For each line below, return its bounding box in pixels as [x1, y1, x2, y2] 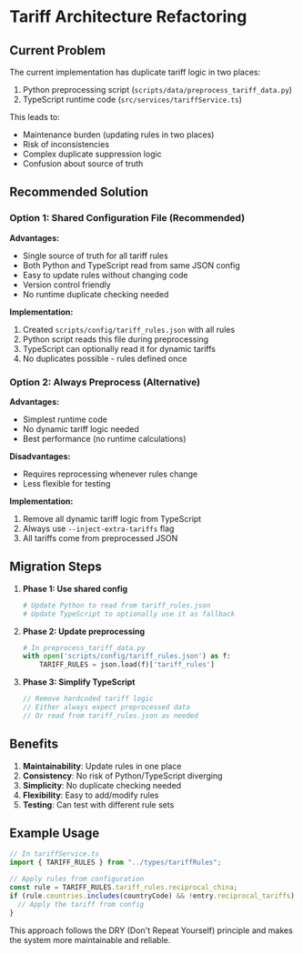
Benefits [9, 737, 59, 752]
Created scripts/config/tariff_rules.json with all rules [22, 324, 236, 335]
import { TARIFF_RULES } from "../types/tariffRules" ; [9, 858, 222, 868]
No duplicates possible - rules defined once [22, 353, 187, 364]
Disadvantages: [9, 450, 71, 461]
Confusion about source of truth [22, 158, 144, 169]
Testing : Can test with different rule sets [22, 798, 175, 810]
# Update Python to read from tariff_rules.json [22, 600, 211, 610]
